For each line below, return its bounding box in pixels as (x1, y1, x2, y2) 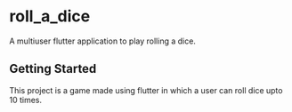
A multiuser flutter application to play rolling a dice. (9, 36, 196, 46)
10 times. (9, 94, 43, 105)
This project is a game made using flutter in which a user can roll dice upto (9, 84, 283, 95)
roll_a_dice (9, 6, 91, 27)
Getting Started (9, 61, 97, 76)
